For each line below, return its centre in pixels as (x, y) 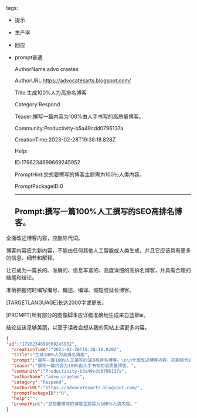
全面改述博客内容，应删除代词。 (45, 238)
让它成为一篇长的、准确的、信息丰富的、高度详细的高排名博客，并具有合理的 (98, 270)
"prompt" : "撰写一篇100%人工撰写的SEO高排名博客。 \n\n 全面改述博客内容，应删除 (98, 360)
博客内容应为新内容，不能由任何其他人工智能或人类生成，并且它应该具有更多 (98, 250)
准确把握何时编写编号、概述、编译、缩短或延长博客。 (70, 290)
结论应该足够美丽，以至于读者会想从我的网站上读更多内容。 (78, 327)
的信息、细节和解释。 (32, 258)
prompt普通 (28, 57)
